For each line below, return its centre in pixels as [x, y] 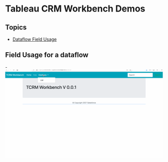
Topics [16, 27]
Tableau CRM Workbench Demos [75, 9]
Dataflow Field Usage [34, 39]
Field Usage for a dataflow [47, 55]
